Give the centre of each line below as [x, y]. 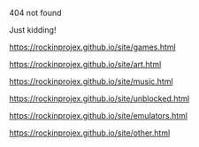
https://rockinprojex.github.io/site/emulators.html [99, 116]
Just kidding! [33, 30]
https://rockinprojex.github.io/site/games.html [93, 47]
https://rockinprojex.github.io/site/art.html [85, 64]
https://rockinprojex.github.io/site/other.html [90, 133]
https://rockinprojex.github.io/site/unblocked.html [99, 98]
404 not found [35, 13]
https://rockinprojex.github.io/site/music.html [92, 81]
